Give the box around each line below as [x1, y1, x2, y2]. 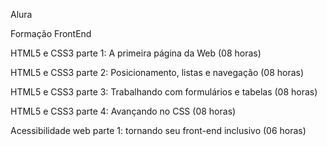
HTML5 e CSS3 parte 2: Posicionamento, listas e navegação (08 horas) [10, 67, 305, 78]
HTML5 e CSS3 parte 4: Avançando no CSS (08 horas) [10, 105, 237, 117]
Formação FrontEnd [10, 28, 92, 39]
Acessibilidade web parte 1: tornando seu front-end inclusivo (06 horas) [10, 125, 307, 136]
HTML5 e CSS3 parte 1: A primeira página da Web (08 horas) [10, 47, 262, 59]
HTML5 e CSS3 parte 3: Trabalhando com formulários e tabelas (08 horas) [10, 86, 318, 98]
